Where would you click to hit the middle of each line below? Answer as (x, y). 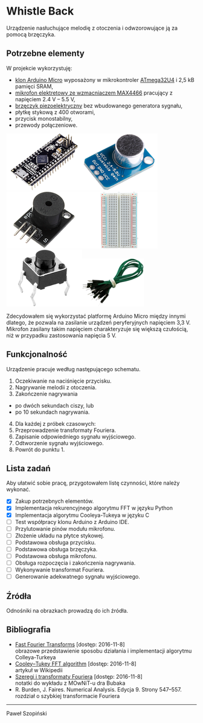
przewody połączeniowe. (46, 125)
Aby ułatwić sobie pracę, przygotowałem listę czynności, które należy (93, 483)
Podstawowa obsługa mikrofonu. (56, 556)
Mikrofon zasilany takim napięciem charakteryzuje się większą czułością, (97, 329)
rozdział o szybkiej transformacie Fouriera (67, 696)
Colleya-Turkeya (35, 657)
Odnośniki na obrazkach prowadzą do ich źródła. (67, 610)
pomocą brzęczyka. (31, 34)
